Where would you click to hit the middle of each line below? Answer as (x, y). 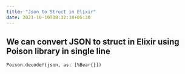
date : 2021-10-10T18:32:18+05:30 (49, 17)
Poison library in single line (58, 51)
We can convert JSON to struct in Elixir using (93, 42)
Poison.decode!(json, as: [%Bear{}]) (54, 65)
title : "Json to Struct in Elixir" (51, 12)
